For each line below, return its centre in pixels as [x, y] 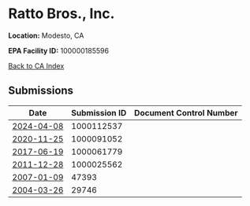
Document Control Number [186, 112]
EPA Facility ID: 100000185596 [58, 50]
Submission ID [99, 112]
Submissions [41, 91]
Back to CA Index [36, 66]
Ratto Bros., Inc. [62, 14]
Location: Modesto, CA [46, 35]
